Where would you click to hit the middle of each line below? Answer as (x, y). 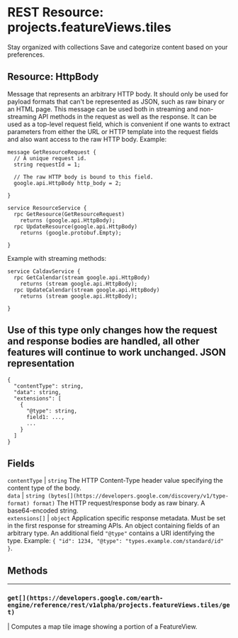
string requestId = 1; (47, 164)
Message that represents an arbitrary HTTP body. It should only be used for (118, 94)
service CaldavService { (44, 271)
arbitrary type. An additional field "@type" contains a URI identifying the (111, 533)
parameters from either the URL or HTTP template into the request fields (113, 131)
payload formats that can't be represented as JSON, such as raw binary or (116, 101)
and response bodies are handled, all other (103, 341)
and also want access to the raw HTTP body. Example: (87, 139)
